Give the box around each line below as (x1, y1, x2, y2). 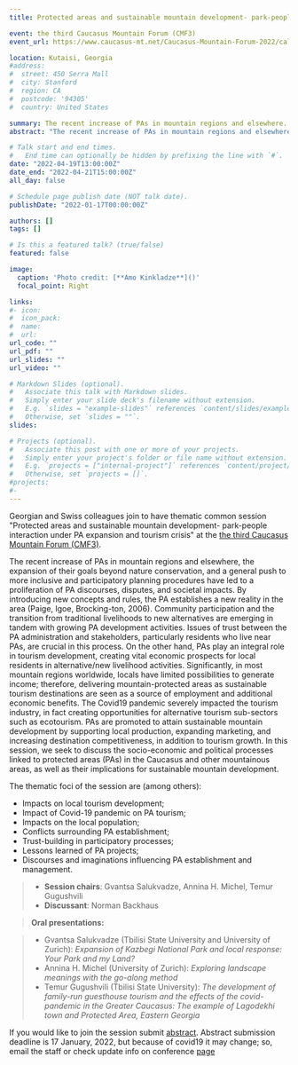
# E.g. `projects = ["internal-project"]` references (9, 461, 220, 470)
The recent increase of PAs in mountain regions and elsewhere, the (9, 556, 255, 566)
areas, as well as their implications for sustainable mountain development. (9, 763, 279, 774)
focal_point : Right (17, 281, 90, 290)
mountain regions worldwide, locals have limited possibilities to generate (9, 669, 275, 680)
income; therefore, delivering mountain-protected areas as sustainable (9, 678, 268, 689)
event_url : (9, 37, 50, 46)
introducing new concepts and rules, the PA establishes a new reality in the (9, 594, 284, 604)
